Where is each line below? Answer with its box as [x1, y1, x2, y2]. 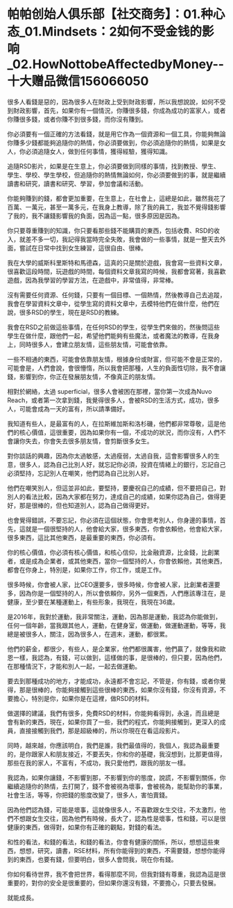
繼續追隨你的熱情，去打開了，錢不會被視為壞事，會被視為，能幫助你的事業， [7, 782, 226, 790]
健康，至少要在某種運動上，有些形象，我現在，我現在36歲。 [7, 598, 179, 606]
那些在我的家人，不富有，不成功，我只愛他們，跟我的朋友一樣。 [7, 758, 189, 767]
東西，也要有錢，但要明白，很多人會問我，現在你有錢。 [19, 855, 178, 863]
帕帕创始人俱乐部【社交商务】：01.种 [7, 6, 214, 22]
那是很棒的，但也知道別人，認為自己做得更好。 [19, 501, 153, 509]
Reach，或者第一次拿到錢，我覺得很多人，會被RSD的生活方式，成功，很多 [7, 396, 220, 404]
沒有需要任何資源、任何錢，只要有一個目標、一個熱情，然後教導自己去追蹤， [7, 290, 226, 299]
